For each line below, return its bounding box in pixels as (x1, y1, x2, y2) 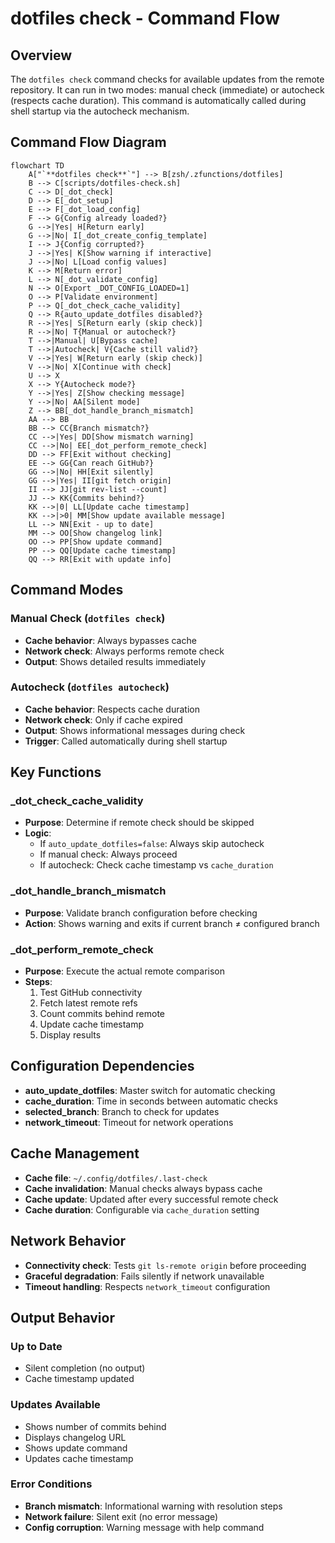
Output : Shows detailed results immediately (24, 655, 207, 667)
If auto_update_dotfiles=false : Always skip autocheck (39, 838, 265, 850)
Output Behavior (10, 1309, 115, 1326)
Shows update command (24, 1442, 128, 1454)
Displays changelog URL (24, 1431, 127, 1443)
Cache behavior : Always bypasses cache (24, 634, 197, 646)
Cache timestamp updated (24, 1373, 135, 1385)
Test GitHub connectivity (39, 987, 143, 999)
